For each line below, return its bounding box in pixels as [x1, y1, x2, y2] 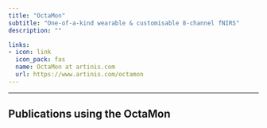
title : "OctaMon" [8, 11, 66, 20]
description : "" [8, 26, 62, 34]
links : [8, 41, 30, 48]
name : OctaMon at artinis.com [15, 63, 115, 72]
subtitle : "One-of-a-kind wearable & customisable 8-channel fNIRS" [8, 19, 240, 27]
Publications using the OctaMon [8, 107, 171, 121]
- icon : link [8, 48, 52, 56]
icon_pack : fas [15, 56, 66, 64]
